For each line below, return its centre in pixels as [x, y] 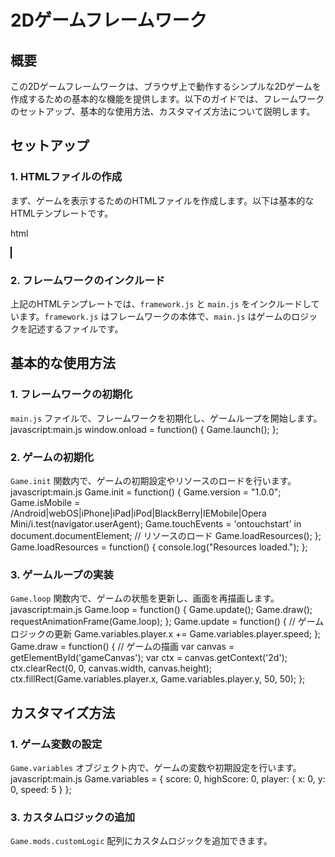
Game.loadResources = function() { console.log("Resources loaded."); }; [159, 547]
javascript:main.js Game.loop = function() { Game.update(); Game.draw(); [161, 610]
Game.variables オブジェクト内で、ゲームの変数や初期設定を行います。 [156, 767]
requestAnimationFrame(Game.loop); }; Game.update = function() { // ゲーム [167, 622]
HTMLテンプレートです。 [62, 213]
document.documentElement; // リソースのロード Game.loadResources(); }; [166, 535]
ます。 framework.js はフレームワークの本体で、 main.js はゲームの [155, 316]
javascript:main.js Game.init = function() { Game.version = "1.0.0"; [146, 492]
